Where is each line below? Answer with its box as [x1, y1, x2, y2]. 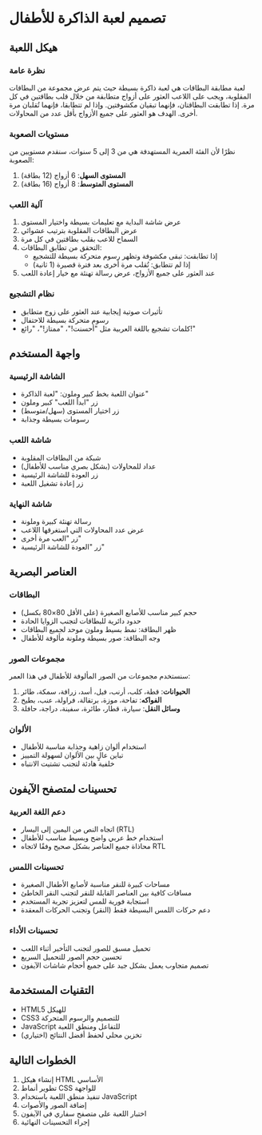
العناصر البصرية [9, 565, 77, 579]
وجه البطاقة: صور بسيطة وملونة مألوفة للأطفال [20, 633, 161, 642]
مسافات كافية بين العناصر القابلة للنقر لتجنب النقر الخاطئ [20, 888, 193, 898]
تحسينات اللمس [9, 861, 65, 872]
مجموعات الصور [9, 653, 65, 664]
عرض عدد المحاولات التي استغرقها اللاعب [20, 525, 145, 535]
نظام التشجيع [9, 288, 55, 300]
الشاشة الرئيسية [9, 371, 65, 382]
